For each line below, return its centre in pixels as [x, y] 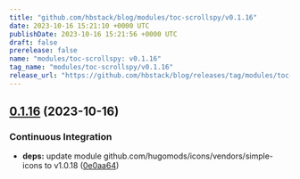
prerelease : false [43, 51]
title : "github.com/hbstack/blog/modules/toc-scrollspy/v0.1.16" [133, 17]
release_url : [33, 76]
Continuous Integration [61, 137]
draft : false [33, 42]
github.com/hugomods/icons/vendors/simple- [189, 156]
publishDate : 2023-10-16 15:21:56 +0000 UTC [93, 34]
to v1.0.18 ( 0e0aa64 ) [82, 166]
